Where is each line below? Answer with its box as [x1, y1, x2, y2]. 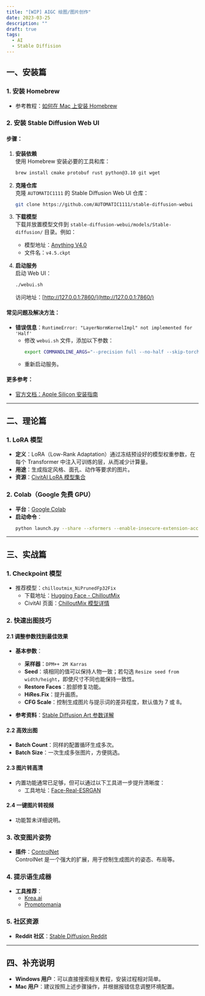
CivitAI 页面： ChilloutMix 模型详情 [24, 599, 110, 607]
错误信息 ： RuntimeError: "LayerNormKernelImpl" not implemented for [15, 323, 193, 331]
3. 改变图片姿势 [6, 833, 52, 841]
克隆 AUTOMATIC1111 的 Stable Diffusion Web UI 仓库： [15, 189, 149, 196]
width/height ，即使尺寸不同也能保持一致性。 [24, 676, 138, 683]
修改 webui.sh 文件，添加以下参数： [24, 337, 114, 344]
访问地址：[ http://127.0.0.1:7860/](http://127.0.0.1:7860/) [15, 294, 154, 301]
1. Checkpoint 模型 [6, 569, 62, 577]
